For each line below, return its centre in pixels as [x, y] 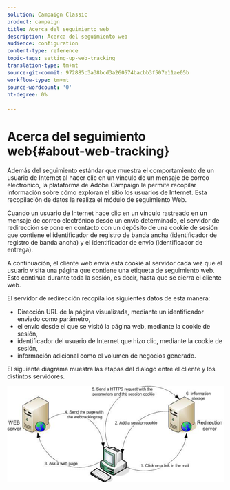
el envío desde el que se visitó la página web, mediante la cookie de [114, 327]
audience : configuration [43, 44]
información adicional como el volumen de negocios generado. [106, 356]
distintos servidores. [36, 376]
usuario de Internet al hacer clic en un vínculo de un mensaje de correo [108, 178]
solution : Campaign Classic [48, 14]
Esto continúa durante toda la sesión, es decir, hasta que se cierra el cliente [114, 278]
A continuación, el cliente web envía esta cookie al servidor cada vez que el [115, 263]
